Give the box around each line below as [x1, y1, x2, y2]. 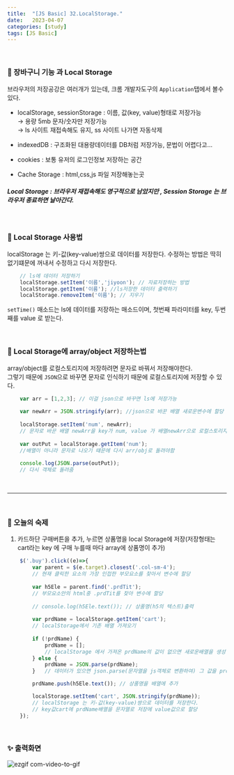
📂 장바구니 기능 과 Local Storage [7, 68, 113, 77]
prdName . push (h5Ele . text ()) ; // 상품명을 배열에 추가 [32, 680, 179, 687]
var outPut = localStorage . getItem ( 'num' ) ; [19, 440, 148, 447]
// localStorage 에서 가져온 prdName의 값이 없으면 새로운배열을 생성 [44, 648, 226, 655]
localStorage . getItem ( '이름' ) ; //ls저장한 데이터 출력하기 [19, 285, 178, 293]
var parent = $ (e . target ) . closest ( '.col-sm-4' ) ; [32, 564, 176, 571]
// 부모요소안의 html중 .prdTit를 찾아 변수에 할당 [32, 590, 164, 597]
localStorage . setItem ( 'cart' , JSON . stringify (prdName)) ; [32, 693, 201, 700]
